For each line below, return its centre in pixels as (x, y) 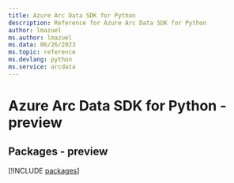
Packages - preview (58, 152)
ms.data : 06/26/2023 (42, 45)
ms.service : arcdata (42, 67)
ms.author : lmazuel (40, 37)
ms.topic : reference (42, 52)
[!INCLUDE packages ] (44, 170)
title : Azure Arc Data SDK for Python (72, 15)
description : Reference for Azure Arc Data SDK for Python (108, 23)
